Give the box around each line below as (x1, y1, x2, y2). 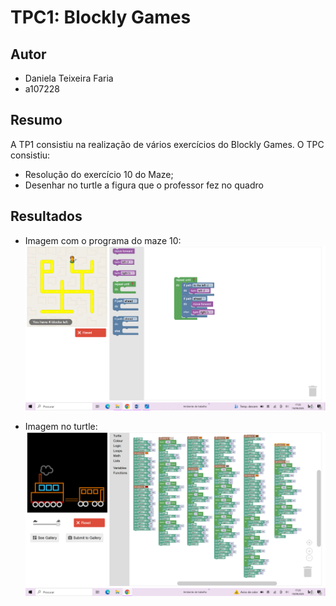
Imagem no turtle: (24, 420, 98, 432)
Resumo (10, 112, 63, 129)
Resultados (10, 208, 83, 225)
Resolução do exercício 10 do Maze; (24, 168, 174, 180)
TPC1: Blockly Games (10, 6, 192, 29)
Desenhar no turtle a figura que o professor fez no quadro (24, 179, 264, 191)
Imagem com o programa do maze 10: (24, 234, 182, 246)
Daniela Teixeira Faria (24, 72, 114, 84)
